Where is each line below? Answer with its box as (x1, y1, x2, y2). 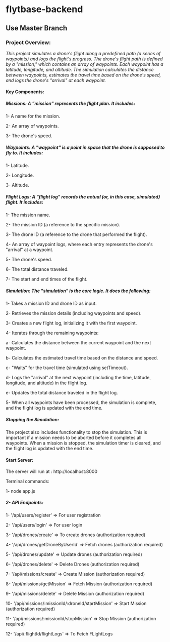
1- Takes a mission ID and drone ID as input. (6, 300, 97, 307)
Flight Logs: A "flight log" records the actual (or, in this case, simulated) (6, 194, 160, 199)
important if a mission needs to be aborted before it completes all (6, 434, 142, 441)
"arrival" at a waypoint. (6, 247, 53, 253)
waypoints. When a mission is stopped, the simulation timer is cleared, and (6, 440, 161, 446)
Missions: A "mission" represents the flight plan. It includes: (6, 100, 136, 107)
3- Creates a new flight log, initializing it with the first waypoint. (6, 320, 137, 326)
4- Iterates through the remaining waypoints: (6, 330, 99, 336)
